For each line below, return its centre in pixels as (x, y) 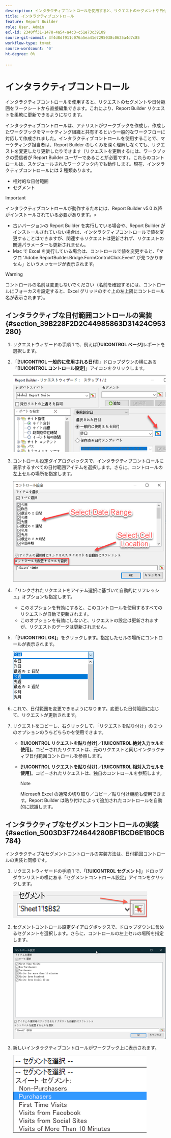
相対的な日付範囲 (31, 181)
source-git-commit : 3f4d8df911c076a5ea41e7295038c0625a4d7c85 (73, 38)
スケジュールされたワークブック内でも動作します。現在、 (87, 164)
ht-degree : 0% (20, 54)
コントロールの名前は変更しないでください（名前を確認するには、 (74, 285)
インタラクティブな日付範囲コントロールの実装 (79, 315)
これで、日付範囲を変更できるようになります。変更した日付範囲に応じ (86, 709)
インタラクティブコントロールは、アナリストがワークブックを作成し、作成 (83, 126)
